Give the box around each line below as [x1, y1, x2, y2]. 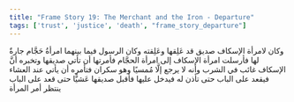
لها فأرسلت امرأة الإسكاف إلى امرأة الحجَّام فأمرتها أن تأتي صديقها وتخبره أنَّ [9, 55, 260, 65]
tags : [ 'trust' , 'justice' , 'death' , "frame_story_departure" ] [9, 21, 247, 30]
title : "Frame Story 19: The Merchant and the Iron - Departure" [9, 12, 254, 22]
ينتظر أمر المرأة [9, 83, 62, 93]
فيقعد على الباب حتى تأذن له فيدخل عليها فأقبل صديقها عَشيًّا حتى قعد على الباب [9, 73, 269, 84]
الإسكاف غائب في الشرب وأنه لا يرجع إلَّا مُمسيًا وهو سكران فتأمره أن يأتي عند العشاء [9, 63, 287, 75]
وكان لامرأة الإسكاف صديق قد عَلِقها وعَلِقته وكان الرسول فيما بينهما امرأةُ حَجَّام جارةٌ [9, 45, 284, 55]
